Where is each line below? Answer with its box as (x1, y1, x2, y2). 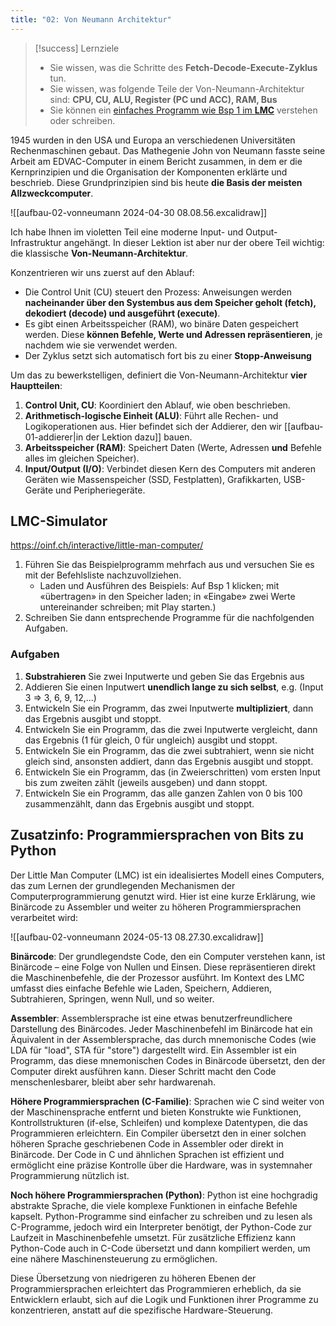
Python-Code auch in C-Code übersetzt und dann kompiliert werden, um (10, 1242, 311, 1254)
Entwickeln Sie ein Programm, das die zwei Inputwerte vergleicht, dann (24, 723, 318, 735)
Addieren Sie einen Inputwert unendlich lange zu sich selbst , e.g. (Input (24, 681, 324, 693)
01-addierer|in (24, 431, 84, 443)
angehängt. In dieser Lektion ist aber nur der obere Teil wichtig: (63, 236, 325, 248)
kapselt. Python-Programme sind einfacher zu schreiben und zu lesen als (10, 1210, 313, 1222)
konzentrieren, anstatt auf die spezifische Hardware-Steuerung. (10, 1304, 274, 1316)
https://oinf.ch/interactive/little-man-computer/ (10, 539, 204, 551)
